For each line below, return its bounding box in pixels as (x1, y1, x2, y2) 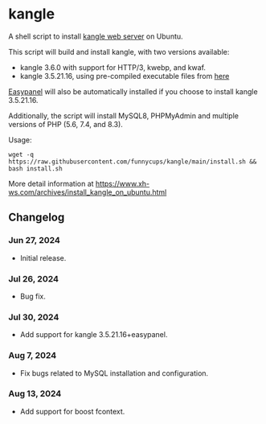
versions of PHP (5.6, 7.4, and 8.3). (8, 119, 123, 129)
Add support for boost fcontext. (19, 406, 125, 416)
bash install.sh (8, 164, 63, 173)
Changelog (8, 211, 65, 224)
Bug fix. (19, 291, 47, 301)
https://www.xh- (95, 179, 150, 188)
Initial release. (19, 253, 67, 262)
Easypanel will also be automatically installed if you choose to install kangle (8, 86, 259, 97)
